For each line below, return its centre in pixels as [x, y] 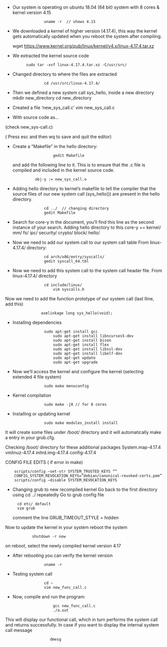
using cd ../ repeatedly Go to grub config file [58, 495]
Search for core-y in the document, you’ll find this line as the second [83, 222]
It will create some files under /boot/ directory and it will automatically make [83, 432]
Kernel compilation [32, 395]
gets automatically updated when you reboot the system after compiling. [87, 36]
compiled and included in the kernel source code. [63, 170]
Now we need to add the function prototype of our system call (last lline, [80, 299]
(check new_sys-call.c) [29, 127]
